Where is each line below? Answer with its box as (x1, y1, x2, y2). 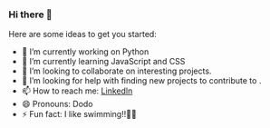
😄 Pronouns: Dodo (21, 99, 93, 110)
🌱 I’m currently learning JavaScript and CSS (21, 56, 186, 67)
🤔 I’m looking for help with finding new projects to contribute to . (21, 75, 262, 86)
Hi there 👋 (8, 8, 53, 21)
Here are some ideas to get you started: (8, 29, 158, 40)
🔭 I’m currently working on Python (21, 46, 149, 57)
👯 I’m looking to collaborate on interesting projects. (21, 65, 212, 76)
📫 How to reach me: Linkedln (21, 85, 133, 96)
